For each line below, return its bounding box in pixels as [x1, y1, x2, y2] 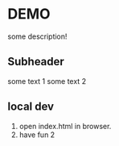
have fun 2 [18, 130, 55, 140]
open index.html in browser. [18, 121, 112, 131]
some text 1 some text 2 [7, 76, 86, 86]
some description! [7, 31, 68, 41]
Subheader [7, 55, 65, 69]
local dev [7, 100, 54, 114]
